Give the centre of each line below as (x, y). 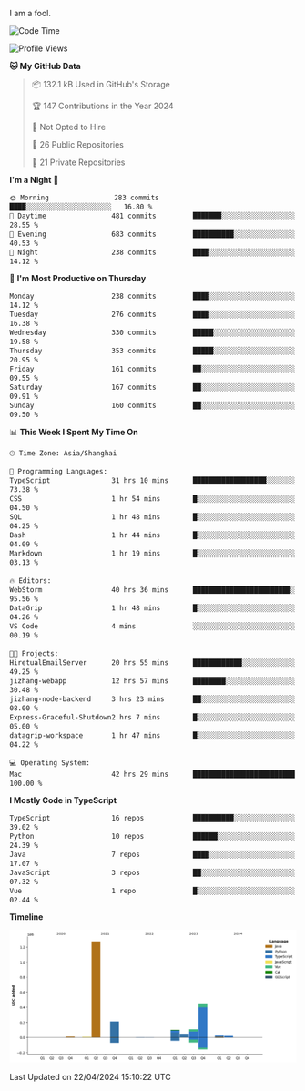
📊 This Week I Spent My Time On (74, 432)
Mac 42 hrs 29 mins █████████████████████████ (152, 774)
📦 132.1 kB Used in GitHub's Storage (101, 84)
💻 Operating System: (50, 763)
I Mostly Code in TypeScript (63, 800)
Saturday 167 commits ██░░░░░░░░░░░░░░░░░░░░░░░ (152, 387)
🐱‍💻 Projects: (34, 654)
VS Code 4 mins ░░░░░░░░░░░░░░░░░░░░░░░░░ (152, 627)
